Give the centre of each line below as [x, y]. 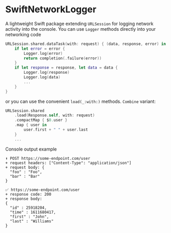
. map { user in [31, 125]
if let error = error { [40, 49]
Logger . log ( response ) [47, 73]
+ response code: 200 [28, 194]
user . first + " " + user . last [56, 130]
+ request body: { [25, 167]
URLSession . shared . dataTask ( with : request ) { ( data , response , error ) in [86, 44]
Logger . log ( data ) [42, 77]
